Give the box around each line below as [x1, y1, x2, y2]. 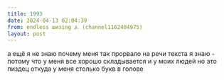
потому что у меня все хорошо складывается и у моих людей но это [7, 57, 217, 66]
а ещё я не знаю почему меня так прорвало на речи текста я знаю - [7, 50, 215, 58]
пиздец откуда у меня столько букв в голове [7, 64, 144, 73]
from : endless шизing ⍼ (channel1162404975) [7, 23, 143, 30]
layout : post [7, 30, 46, 38]
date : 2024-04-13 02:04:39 [7, 17, 87, 24]
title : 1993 [7, 10, 43, 18]
